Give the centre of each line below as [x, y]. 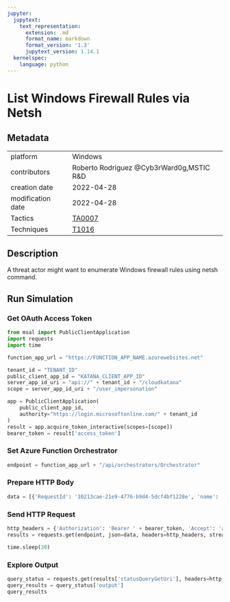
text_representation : [50, 26]
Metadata [28, 138]
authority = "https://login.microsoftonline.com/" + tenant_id [108, 414]
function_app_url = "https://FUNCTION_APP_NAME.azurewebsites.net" [105, 358]
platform [24, 156]
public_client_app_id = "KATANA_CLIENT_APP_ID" [76, 376]
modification [31, 198]
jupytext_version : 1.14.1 [62, 52]
